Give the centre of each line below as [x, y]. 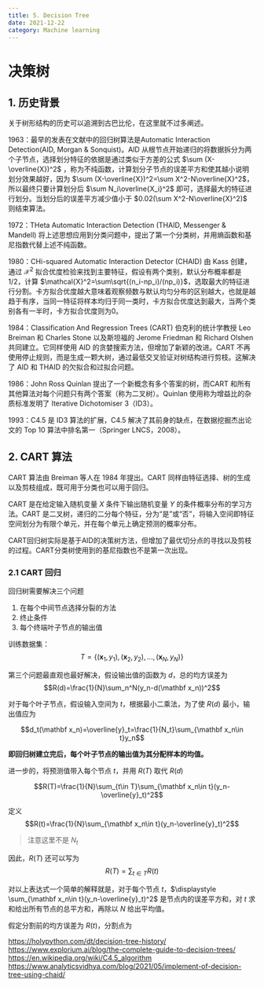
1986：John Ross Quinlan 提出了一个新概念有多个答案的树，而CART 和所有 [130, 384]
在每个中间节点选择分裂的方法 [68, 608]
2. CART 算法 [40, 457]
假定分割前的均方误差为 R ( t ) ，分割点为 [70, 925]
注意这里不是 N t [53, 840]
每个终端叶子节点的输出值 [61, 627]
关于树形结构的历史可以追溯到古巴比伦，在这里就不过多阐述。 [108, 123]
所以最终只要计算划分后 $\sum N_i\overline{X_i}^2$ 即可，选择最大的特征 [127, 189]
